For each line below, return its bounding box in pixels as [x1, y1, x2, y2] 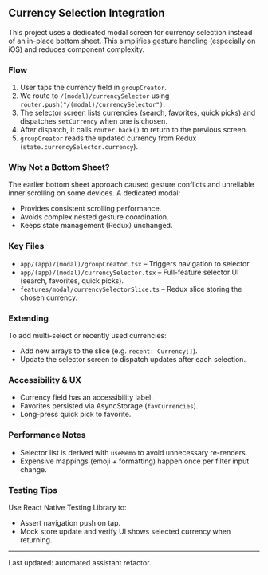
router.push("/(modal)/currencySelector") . [19, 100, 166, 109]
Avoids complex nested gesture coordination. [19, 212, 169, 222]
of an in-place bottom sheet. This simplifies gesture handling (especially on [8, 36, 256, 45]
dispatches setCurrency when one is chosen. [19, 116, 167, 126]
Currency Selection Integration [8, 6, 165, 20]
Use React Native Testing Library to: [8, 502, 127, 512]
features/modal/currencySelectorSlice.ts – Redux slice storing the [19, 284, 242, 293]
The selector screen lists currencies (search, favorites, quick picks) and [19, 108, 256, 118]
